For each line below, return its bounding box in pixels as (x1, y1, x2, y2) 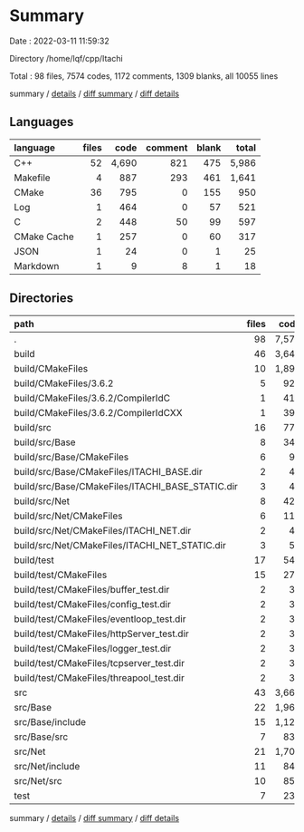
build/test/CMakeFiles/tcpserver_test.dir (14, 656, 185, 669)
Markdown (14, 259, 60, 272)
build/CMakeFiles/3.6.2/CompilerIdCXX (14, 406, 183, 419)
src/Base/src (14, 730, 69, 743)
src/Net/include (14, 759, 81, 772)
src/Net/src (14, 774, 62, 787)
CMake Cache (14, 230, 74, 243)
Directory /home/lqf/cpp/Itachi (9, 53, 124, 63)
